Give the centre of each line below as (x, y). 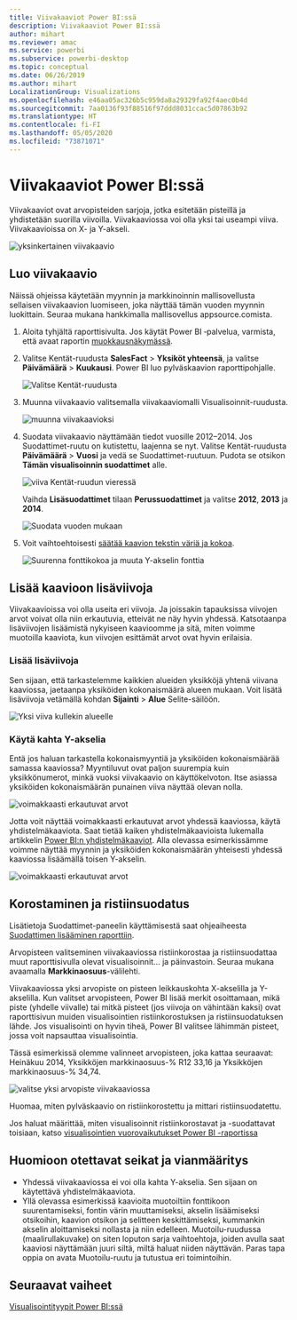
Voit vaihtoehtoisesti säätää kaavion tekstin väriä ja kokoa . (128, 543)
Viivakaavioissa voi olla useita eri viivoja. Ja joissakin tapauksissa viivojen (143, 609)
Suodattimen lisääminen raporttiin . (72, 934)
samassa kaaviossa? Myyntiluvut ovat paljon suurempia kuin (119, 767)
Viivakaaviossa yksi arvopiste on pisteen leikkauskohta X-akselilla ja (133, 988)
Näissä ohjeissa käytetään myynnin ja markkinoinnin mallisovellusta (132, 295)
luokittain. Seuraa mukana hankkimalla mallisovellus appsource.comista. (141, 314)
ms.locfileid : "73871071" (57, 141)
